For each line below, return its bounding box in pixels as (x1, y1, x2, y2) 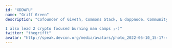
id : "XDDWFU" (5, 7, 33, 13)
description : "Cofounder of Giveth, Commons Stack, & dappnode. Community (5, 17, 168, 22)
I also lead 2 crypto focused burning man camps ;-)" (5, 26, 123, 31)
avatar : (5, 35, 22, 40)
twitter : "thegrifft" (5, 31, 52, 36)
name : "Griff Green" (5, 12, 50, 17)
